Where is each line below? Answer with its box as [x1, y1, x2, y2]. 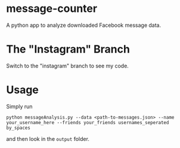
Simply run [6, 103, 33, 110]
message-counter [6, 2, 97, 16]
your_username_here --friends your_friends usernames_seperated [6, 119, 169, 125]
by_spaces [6, 125, 31, 131]
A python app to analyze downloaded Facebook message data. [6, 21, 162, 29]
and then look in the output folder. [6, 135, 89, 142]
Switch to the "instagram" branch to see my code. [6, 62, 129, 69]
